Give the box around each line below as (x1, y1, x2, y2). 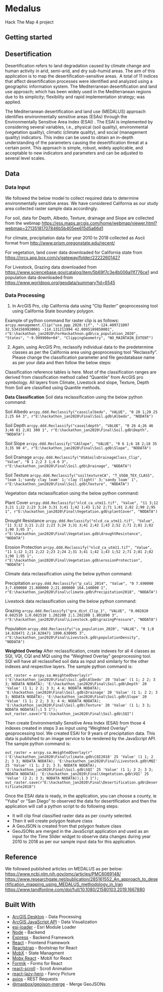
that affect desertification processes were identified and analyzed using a (5, 79, 153, 84)
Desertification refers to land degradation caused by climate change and (5, 63, 151, 69)
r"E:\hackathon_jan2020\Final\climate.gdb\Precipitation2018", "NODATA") (5, 590, 158, 595)
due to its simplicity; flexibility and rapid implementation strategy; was (5, 94, 145, 100)
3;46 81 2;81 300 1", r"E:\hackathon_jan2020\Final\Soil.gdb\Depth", (5, 428, 149, 433)
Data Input (5, 184, 31, 191)
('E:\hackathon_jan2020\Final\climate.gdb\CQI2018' (5, 755, 112, 760)
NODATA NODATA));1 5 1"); (5, 707, 57, 712)
